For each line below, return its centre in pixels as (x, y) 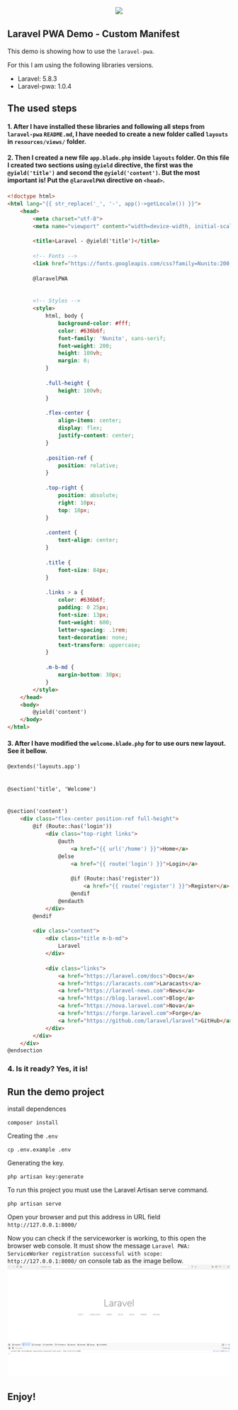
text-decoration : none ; (93, 637)
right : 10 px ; (77, 503)
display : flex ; (80, 428)
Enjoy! (22, 1397)
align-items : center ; (90, 421)
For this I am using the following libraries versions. (80, 65)
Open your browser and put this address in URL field (84, 1217)
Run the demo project (56, 1092)
